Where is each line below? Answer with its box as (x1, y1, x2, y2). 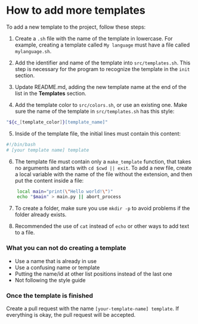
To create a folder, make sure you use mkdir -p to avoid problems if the (14, 205, 190, 212)
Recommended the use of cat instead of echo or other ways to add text (14, 223, 190, 230)
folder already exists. (14, 211, 67, 218)
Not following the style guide (14, 276, 86, 283)
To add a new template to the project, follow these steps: (6, 23, 146, 30)
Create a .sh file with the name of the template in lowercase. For (14, 35, 173, 42)
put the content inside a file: (14, 177, 84, 184)
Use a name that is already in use (14, 257, 97, 264)
